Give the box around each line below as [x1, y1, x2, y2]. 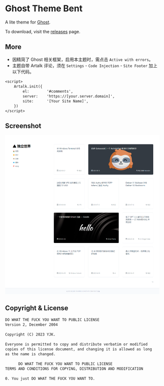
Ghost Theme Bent [5, 3, 83, 14]
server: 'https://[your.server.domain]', [23, 94, 115, 98]
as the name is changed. [5, 352, 56, 357]
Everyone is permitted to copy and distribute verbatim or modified [5, 342, 148, 347]
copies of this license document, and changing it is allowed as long [5, 347, 152, 352]
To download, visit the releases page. [5, 28, 81, 34]
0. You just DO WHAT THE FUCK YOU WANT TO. [5, 376, 95, 381]
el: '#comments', [23, 89, 73, 94]
